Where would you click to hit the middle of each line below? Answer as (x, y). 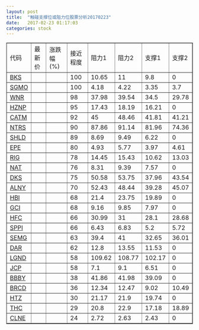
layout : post (22, 12)
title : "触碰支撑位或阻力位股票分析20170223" (59, 17)
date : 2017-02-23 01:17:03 (42, 23)
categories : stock (29, 28)
